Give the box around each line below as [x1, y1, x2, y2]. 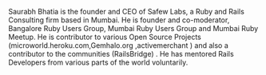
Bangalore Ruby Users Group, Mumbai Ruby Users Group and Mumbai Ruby [8, 24, 259, 33]
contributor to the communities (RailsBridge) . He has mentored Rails [8, 49, 234, 58]
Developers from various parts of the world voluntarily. [8, 57, 189, 67]
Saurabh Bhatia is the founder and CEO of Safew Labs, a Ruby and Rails [8, 7, 245, 16]
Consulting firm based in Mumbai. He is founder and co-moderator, [8, 15, 230, 25]
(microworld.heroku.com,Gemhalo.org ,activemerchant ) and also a [8, 41, 229, 50]
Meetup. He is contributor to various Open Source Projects [8, 32, 201, 41]
